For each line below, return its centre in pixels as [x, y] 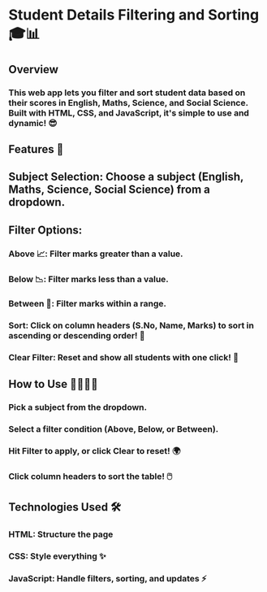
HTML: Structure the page [61, 534]
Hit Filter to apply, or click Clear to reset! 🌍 [95, 451]
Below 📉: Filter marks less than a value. [88, 279]
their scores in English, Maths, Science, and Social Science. [129, 102]
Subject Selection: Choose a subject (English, [126, 177]
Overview [34, 70]
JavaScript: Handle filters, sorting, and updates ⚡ [108, 578]
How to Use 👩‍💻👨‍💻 [54, 384]
